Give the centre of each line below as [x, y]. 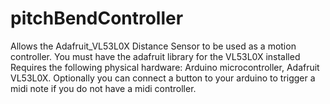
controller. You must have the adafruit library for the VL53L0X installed [155, 56]
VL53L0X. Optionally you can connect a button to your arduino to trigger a [163, 78]
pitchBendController [97, 18]
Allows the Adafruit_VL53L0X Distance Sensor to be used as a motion [153, 46]
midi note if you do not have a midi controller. [103, 88]
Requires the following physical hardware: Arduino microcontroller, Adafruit [165, 67]
